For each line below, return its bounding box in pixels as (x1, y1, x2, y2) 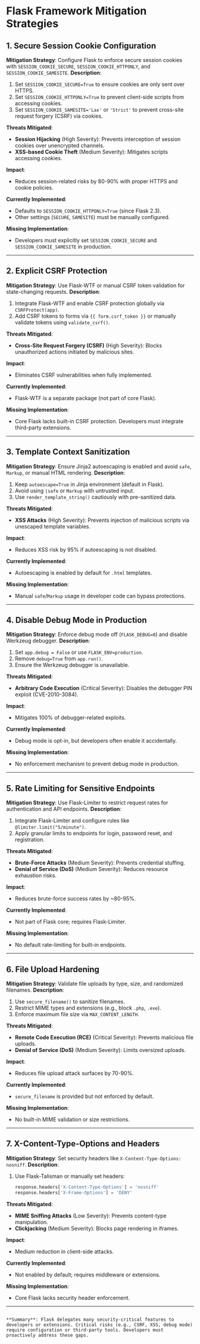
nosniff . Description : (6, 1161, 60, 1168)
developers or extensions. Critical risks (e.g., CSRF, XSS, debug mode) (6, 1321, 193, 1328)
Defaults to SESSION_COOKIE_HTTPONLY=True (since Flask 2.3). (14, 207, 162, 214)
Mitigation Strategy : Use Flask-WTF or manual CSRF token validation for (6, 282, 185, 289)
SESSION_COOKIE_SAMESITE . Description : (6, 69, 102, 76)
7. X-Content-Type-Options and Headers (6, 1139, 160, 1149)
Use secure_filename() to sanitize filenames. (14, 998, 125, 1005)
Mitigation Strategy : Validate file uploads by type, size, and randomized (6, 980, 183, 988)
